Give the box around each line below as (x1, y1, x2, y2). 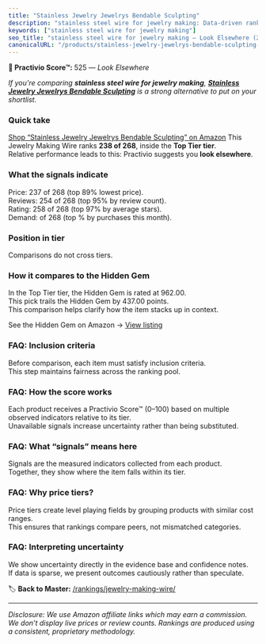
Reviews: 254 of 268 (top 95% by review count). (8, 196, 167, 205)
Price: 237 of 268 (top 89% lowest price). (8, 187, 144, 196)
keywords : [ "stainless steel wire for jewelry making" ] (8, 26, 196, 34)
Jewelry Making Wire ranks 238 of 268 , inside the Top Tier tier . (8, 141, 217, 151)
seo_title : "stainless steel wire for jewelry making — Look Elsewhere (8, 33, 249, 42)
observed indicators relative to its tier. (8, 413, 131, 422)
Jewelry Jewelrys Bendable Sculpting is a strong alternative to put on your (8, 86, 256, 96)
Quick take (8, 115, 51, 126)
